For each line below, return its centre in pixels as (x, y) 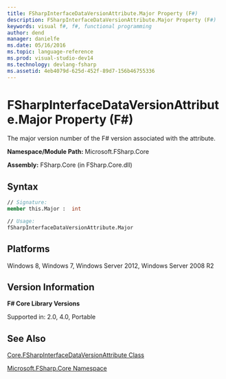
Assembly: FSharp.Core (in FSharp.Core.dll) (70, 165)
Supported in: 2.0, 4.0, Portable (52, 317)
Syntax (23, 186)
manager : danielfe (33, 39)
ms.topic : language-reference (50, 52)
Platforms (29, 249)
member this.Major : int (44, 209)
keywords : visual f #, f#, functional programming (80, 26)
